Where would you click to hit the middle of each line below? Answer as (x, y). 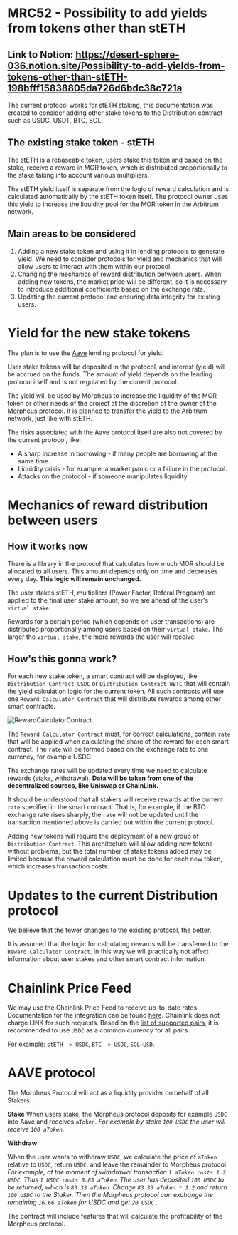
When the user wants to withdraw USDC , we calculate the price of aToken (112, 1157)
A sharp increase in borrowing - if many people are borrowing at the (117, 453)
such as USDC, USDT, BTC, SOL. (55, 120)
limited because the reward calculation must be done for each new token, (115, 859)
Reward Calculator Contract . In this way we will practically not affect (108, 952)
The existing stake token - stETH (81, 143)
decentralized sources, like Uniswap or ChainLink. (83, 786)
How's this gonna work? (62, 659)
